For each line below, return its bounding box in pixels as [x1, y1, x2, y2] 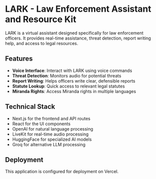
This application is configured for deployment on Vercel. [5, 169, 119, 175]
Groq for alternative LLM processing [12, 141, 86, 147]
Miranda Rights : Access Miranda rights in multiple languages [12, 88, 136, 94]
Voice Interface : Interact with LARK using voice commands [12, 67, 132, 73]
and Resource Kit [5, 14, 77, 25]
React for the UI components [12, 121, 71, 127]
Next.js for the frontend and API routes [12, 115, 91, 121]
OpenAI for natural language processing [12, 126, 93, 132]
